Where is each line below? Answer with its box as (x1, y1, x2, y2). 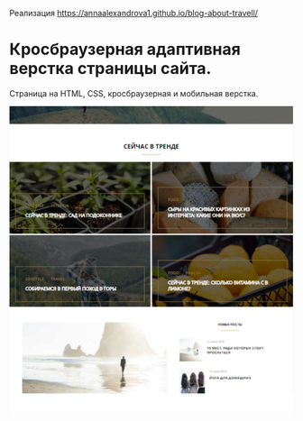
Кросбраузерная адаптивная (9, 40, 241, 59)
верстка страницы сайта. (9, 59, 212, 79)
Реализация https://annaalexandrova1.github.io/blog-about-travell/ (9, 8, 259, 18)
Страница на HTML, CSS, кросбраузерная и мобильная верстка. (9, 87, 259, 98)
